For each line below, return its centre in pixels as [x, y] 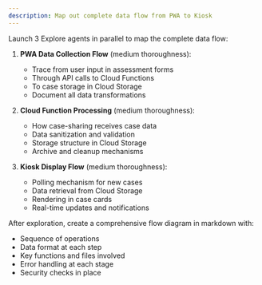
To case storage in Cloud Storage [87, 86]
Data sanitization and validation [83, 134]
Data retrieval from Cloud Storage [87, 190]
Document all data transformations [89, 95]
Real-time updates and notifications [90, 208]
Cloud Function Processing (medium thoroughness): [107, 110]
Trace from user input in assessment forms [103, 69]
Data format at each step [61, 247]
